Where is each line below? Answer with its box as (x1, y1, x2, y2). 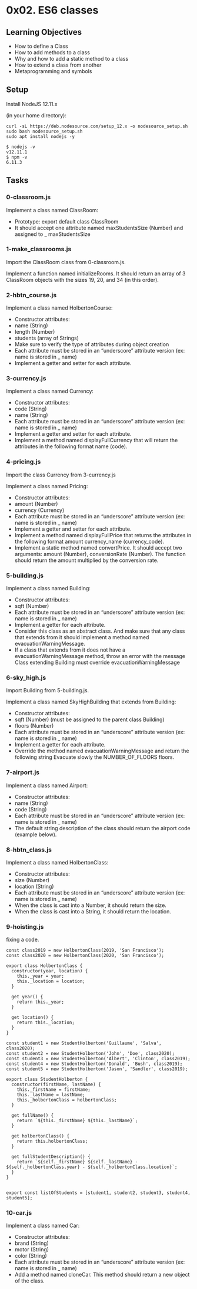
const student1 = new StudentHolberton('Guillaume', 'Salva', (6, 1040, 162, 1047)
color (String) (14, 1252, 47, 1260)
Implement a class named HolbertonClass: (6, 859, 109, 866)
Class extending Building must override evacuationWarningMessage (14, 659, 181, 666)
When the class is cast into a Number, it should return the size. (14, 902, 166, 909)
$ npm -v (6, 154, 28, 160)
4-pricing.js (6, 458, 41, 466)
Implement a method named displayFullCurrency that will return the (14, 437, 178, 444)
